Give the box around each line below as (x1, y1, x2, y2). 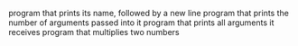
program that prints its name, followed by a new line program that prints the (8, 8, 290, 18)
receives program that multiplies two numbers (8, 27, 180, 37)
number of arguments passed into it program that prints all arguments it (8, 17, 275, 28)
